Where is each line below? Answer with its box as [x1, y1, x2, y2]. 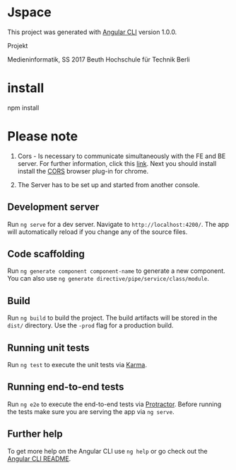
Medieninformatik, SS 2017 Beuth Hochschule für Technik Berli [7, 55, 190, 64]
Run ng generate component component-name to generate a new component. [7, 267, 226, 275]
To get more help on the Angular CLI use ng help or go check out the [7, 447, 208, 455]
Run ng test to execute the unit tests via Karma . [7, 361, 147, 369]
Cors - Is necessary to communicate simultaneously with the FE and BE [17, 152, 226, 160]
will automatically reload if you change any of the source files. [7, 228, 188, 236]
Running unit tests [7, 342, 90, 354]
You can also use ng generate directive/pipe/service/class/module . [7, 274, 210, 283]
